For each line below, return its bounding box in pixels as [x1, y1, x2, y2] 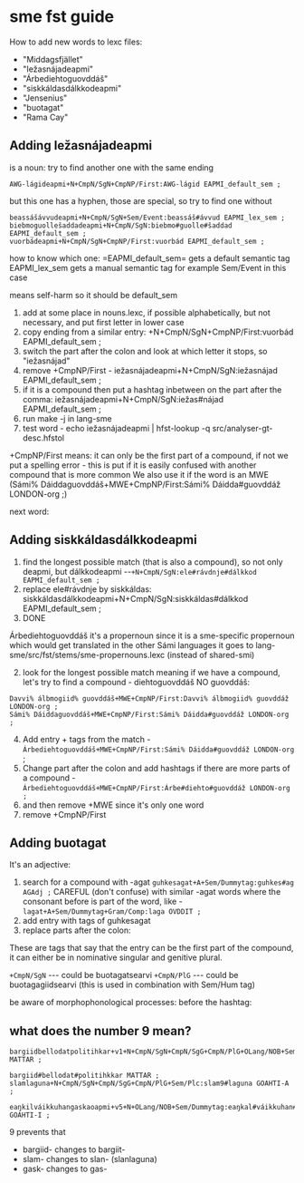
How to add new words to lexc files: [9, 36, 143, 47]
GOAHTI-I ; [9, 1110, 51, 1120]
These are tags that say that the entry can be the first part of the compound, [9, 943, 294, 954]
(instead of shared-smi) [166, 649, 255, 660]
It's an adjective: [9, 859, 71, 870]
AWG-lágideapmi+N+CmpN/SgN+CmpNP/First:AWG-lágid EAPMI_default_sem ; [9, 179, 281, 189]
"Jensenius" [22, 92, 68, 103]
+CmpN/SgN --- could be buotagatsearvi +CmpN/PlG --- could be [9, 970, 239, 981]
